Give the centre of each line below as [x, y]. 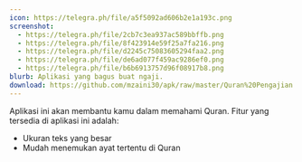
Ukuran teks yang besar [67, 138]
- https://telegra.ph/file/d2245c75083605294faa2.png [121, 52]
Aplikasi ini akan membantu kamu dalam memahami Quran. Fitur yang [139, 110]
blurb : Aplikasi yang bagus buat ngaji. [87, 77]
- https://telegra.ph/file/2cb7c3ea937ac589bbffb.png [121, 34]
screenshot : [32, 26]
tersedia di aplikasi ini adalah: [64, 120]
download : [28, 85]
